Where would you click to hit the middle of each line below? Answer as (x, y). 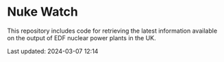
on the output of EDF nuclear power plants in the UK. (82, 37)
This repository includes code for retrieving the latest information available (112, 31)
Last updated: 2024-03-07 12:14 (53, 51)
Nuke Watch (43, 12)
